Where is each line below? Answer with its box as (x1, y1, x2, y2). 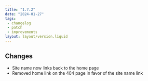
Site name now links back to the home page (12, 65, 99, 71)
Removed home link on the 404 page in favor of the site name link (12, 70, 143, 76)
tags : (5, 16, 16, 21)
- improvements (7, 30, 38, 34)
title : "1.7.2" (5, 7, 36, 12)
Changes (5, 52, 33, 61)
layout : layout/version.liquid (5, 34, 68, 39)
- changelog (7, 20, 31, 26)
